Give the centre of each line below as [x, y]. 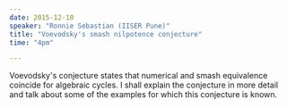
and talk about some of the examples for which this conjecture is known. [143, 95]
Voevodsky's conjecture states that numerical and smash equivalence [139, 76]
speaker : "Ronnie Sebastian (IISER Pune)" [90, 26]
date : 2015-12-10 [42, 17]
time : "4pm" [31, 42]
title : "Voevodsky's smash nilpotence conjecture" [106, 34]
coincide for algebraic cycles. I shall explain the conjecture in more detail [144, 85]
